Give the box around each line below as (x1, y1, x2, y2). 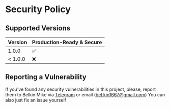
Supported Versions (5, 24, 70, 32)
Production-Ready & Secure (32, 39, 102, 46)
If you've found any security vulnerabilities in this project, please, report (5, 86, 156, 92)
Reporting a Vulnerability (5, 73, 87, 82)
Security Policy (5, 4, 71, 15)
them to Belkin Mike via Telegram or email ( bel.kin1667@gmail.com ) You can (5, 91, 165, 97)
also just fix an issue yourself (5, 97, 66, 103)
